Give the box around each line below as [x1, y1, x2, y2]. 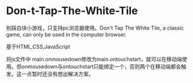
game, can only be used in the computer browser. [6, 31, 127, 38]
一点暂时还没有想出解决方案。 [21, 70, 94, 77]
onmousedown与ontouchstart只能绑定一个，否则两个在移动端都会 [21, 63, 181, 70]
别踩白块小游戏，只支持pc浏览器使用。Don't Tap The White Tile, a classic [6, 24, 184, 31]
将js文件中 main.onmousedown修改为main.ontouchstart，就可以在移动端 [6, 55, 182, 62]
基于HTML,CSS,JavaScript [6, 43, 71, 50]
